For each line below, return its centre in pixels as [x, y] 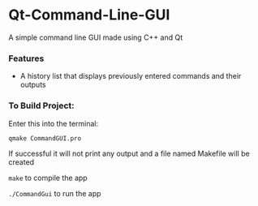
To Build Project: [41, 105]
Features [26, 58]
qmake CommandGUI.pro [45, 138]
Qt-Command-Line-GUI [89, 15]
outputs [33, 85]
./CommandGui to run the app [55, 193]
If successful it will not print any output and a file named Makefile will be [129, 153]
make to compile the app [48, 178]
